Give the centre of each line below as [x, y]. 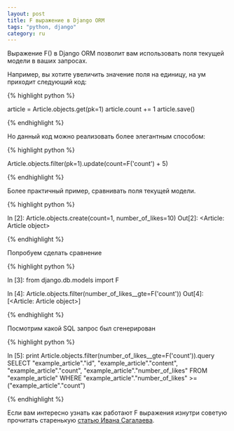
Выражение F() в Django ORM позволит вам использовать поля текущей [116, 53]
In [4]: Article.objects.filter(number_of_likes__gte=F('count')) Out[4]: [105, 294]
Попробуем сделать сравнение [55, 253]
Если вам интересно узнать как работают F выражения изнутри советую [117, 413]
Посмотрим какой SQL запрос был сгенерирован [81, 328]
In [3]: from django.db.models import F [63, 280]
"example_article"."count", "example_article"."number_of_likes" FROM [108, 371]
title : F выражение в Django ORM [56, 20]
